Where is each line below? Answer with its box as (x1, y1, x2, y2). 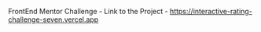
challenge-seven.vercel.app (8, 15, 99, 24)
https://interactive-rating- (169, 7, 253, 16)
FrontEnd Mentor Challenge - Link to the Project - (8, 7, 168, 16)
